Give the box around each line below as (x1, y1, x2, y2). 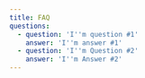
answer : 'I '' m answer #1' (25, 38, 123, 48)
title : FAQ (9, 13, 50, 22)
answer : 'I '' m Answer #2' (25, 55, 123, 64)
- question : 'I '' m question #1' (17, 30, 140, 39)
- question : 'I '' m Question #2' (17, 47, 140, 56)
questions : (9, 22, 50, 30)
